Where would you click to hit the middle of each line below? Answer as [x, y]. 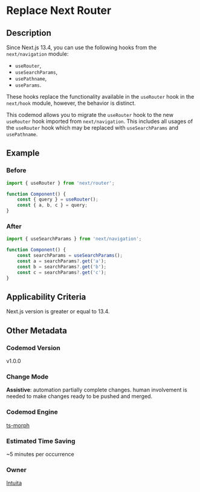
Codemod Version [33, 348]
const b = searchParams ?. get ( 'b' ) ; [62, 267]
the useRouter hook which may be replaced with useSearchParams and [92, 128]
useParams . [28, 85]
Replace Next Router [59, 11]
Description [29, 33]
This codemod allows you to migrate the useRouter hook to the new [90, 115]
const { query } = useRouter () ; [58, 200]
